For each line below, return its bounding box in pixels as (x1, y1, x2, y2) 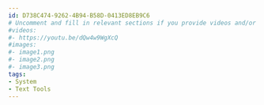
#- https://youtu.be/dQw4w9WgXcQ (8, 33, 119, 42)
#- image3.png (8, 63, 55, 71)
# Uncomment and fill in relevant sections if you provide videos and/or (8, 19, 257, 27)
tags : (8, 70, 26, 78)
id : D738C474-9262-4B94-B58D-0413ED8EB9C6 (8, 11, 150, 20)
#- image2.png (8, 56, 55, 64)
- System (8, 77, 37, 85)
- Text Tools (8, 84, 51, 93)
